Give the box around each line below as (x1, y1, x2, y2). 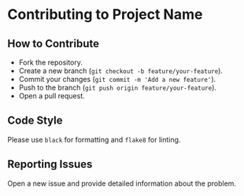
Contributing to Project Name (7, 6, 203, 24)
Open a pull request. (18, 91, 86, 100)
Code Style (7, 114, 63, 128)
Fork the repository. (18, 57, 83, 67)
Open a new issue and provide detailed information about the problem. (7, 179, 237, 188)
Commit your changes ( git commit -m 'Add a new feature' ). (18, 75, 216, 83)
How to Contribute (7, 37, 100, 50)
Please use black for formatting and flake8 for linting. (7, 135, 181, 144)
